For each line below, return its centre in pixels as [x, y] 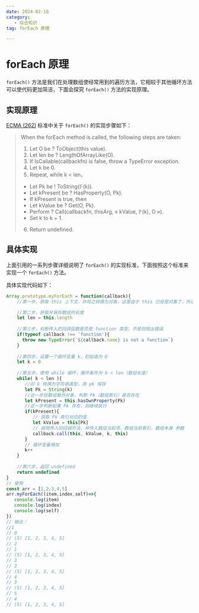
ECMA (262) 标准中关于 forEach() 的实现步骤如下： [69, 125]
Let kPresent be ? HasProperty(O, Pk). [76, 193]
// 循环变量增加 [42, 445]
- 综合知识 [25, 23]
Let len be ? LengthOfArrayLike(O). [72, 155]
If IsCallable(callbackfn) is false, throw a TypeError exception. [105, 161]
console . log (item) [37, 500]
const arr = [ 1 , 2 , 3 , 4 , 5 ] [37, 489]
